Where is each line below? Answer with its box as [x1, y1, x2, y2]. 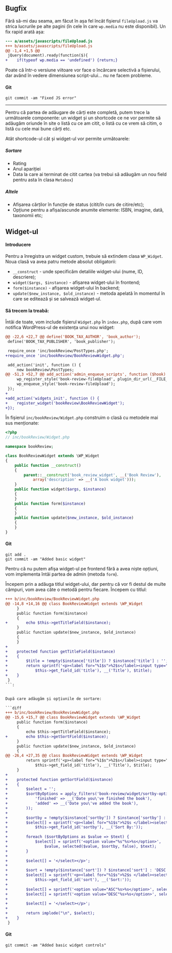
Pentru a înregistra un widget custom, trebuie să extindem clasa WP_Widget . [5, 253, 163, 259]
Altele [5, 188, 18, 195]
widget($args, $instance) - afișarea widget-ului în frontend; [12, 279, 141, 285]
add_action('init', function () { [7, 362, 81, 368]
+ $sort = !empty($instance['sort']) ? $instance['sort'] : [5, 868, 153, 873]
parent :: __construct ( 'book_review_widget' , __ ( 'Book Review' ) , [24, 472, 161, 478]
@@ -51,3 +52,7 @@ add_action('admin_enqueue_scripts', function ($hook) [5, 372, 166, 377]
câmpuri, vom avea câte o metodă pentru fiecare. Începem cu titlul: [5, 586, 147, 593]
